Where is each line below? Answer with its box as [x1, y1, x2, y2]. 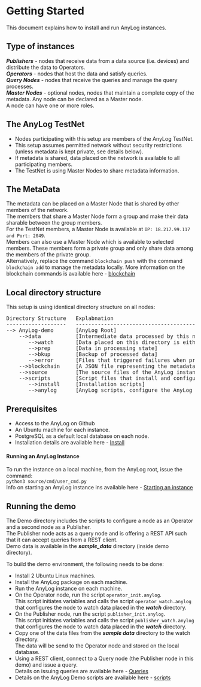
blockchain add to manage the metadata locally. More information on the [6, 264, 185, 271]
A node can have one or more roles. [6, 102, 95, 109]
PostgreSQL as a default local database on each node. [14, 432, 150, 440]
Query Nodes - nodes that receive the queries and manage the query [6, 76, 178, 83]
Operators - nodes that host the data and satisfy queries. [6, 70, 148, 77]
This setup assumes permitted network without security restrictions [14, 141, 182, 149]
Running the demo [6, 501, 77, 512]
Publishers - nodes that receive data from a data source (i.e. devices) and [6, 57, 190, 64]
